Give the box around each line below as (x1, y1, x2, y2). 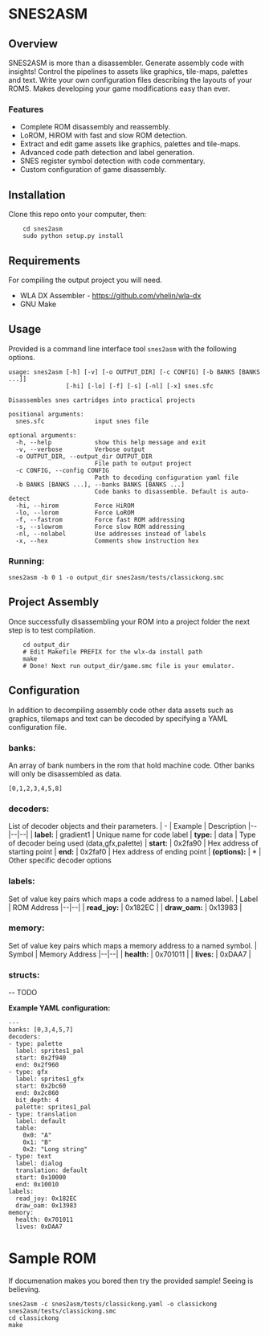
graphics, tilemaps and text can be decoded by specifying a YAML (8, 713, 228, 723)
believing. (8, 1285, 41, 1294)
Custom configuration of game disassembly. (19, 165, 167, 174)
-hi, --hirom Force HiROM (15, 502, 135, 510)
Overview (8, 37, 59, 51)
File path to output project (94, 459, 193, 467)
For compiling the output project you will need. (8, 275, 163, 285)
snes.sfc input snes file (15, 417, 149, 425)
